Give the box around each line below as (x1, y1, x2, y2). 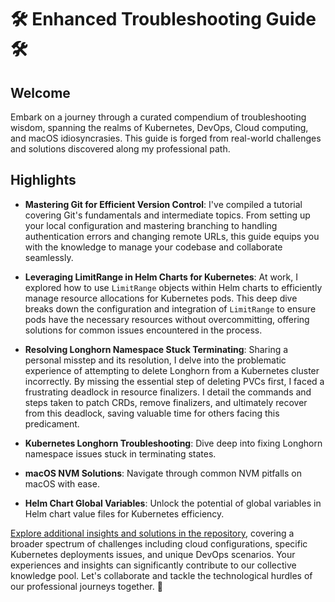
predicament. (24, 417, 80, 430)
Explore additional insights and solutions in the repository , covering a (10, 527, 295, 539)
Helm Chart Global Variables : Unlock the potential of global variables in (24, 497, 322, 509)
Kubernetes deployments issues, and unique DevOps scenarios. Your (10, 548, 296, 560)
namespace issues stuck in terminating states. (24, 447, 217, 460)
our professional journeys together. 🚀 (10, 580, 163, 592)
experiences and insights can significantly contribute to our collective (10, 559, 297, 571)
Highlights (10, 172, 77, 189)
